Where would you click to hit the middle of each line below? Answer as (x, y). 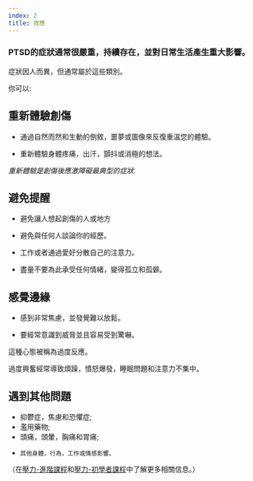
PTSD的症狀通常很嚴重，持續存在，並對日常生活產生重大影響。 (129, 53)
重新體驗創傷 (40, 116)
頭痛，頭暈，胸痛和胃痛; (59, 437)
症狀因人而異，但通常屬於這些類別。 (68, 71)
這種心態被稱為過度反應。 (50, 352)
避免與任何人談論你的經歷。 (65, 235)
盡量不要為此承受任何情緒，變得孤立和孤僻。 (93, 270)
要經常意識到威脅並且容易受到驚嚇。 (79, 335)
